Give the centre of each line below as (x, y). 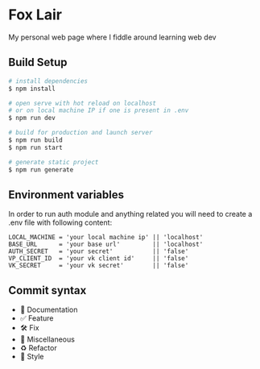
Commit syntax (47, 290)
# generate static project (54, 162)
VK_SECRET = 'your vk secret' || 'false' (99, 266)
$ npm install (32, 89)
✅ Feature (37, 318)
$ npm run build (35, 140)
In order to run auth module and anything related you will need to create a (130, 214)
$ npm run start (35, 147)
